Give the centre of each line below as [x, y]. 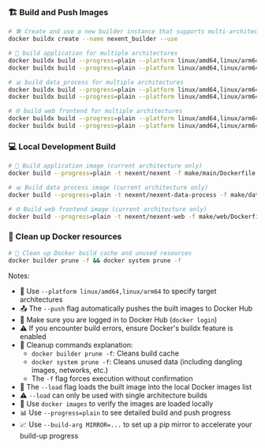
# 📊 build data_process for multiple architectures [96, 82]
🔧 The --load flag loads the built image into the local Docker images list [136, 386]
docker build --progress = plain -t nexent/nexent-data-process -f [118, 195]
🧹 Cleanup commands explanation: [76, 344]
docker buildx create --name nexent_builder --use [93, 39]
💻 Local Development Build [62, 146]
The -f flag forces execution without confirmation [112, 378]
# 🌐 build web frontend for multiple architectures [95, 111]
